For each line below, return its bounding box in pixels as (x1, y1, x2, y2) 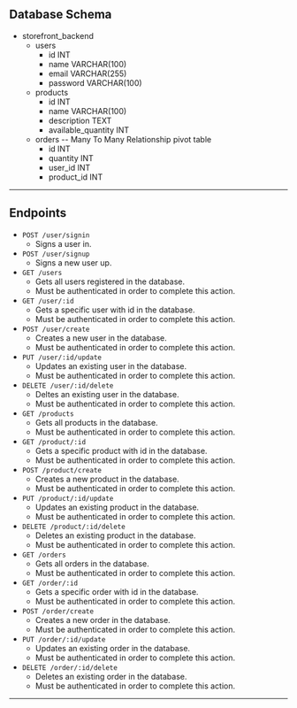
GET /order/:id (21, 579, 79, 588)
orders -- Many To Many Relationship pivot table (34, 134, 212, 144)
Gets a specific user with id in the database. (34, 304, 196, 315)
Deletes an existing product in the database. (34, 530, 196, 541)
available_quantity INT (48, 124, 130, 135)
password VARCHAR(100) (48, 77, 143, 88)
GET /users (21, 268, 63, 277)
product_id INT (48, 172, 103, 182)
